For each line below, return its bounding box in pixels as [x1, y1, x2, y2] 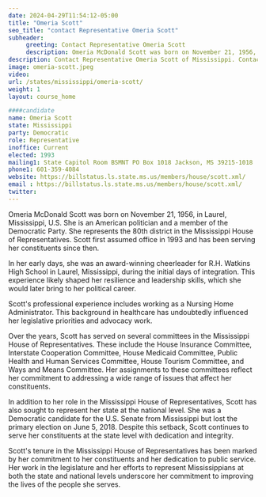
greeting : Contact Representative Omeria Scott [25, 41, 186, 49]
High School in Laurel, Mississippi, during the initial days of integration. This [8, 267, 256, 276]
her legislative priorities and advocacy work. [8, 316, 153, 325]
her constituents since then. [8, 243, 100, 252]
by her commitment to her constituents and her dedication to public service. [8, 454, 256, 464]
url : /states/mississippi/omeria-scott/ [8, 78, 144, 85]
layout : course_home [8, 93, 77, 101]
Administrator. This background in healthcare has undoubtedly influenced [8, 307, 249, 317]
